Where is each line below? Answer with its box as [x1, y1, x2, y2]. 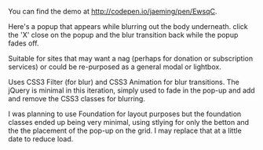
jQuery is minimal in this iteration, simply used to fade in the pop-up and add [8, 86, 255, 95]
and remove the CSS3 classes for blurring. [8, 94, 145, 103]
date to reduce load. [8, 134, 74, 144]
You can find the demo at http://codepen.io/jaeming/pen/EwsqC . [8, 7, 217, 16]
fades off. [8, 38, 39, 48]
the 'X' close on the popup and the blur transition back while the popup [8, 31, 239, 39]
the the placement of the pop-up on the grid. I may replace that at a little [8, 126, 242, 135]
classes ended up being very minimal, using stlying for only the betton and [8, 118, 250, 126]
